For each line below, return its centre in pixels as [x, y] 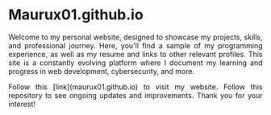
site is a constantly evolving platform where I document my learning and [135, 63]
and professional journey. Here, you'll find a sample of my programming [135, 45]
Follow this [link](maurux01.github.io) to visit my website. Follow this [135, 87]
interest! [22, 104]
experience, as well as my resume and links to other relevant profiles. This [135, 54]
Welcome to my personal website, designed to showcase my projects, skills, [135, 37]
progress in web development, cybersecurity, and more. [102, 71]
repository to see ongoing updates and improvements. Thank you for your [135, 95]
